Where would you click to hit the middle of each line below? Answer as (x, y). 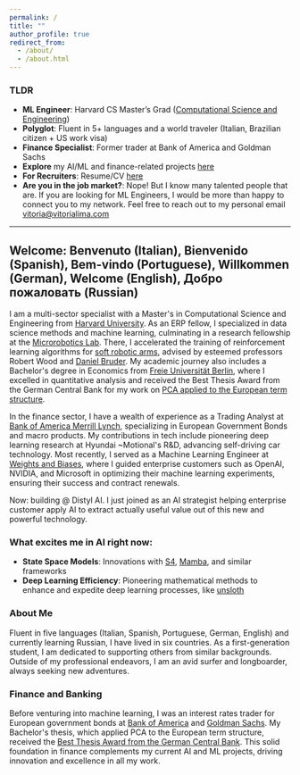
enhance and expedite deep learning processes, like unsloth (133, 590)
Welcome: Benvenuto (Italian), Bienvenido (129, 250)
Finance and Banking (56, 694)
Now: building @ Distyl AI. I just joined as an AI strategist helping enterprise (148, 500)
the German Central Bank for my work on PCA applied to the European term (148, 390)
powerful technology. (48, 520)
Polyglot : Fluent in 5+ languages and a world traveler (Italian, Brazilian (151, 129)
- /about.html (43, 59)
